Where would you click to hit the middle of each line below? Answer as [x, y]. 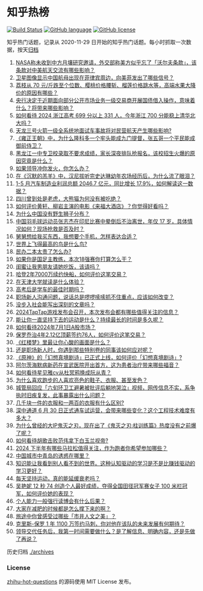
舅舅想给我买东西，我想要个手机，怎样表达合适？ [76, 236]
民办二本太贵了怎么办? [43, 251]
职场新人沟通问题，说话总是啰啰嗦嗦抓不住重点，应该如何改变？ [95, 296]
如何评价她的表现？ [50, 493]
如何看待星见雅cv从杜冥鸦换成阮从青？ [64, 372]
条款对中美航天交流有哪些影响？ [55, 70]
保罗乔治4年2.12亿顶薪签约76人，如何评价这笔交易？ [81, 335]
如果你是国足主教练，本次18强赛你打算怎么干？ [74, 259]
